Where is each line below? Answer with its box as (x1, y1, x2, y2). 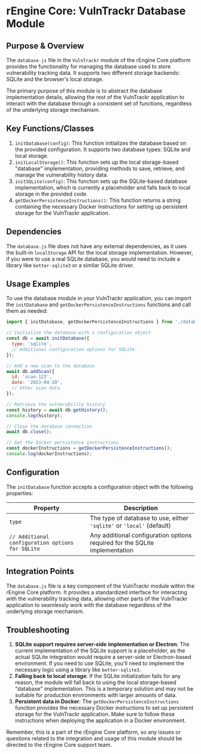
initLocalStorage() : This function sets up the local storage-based (14, 158, 179, 166)
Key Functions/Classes (6, 124, 95, 134)
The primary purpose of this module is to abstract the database (6, 87, 163, 94)
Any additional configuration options (89, 531, 192, 539)
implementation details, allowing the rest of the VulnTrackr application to (6, 94, 185, 100)
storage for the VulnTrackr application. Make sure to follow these (14, 710, 175, 718)
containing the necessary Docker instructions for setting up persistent (14, 203, 188, 210)
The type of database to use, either (89, 514, 189, 522)
